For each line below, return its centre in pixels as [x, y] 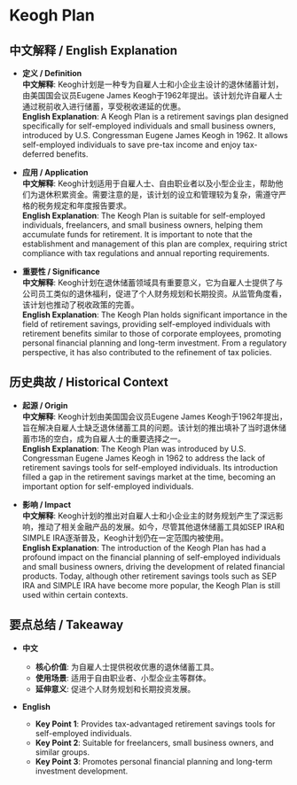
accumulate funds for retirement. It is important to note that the [137, 234]
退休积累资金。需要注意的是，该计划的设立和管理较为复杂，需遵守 [158, 194]
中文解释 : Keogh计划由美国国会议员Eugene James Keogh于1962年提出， [155, 416]
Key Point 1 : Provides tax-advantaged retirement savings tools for [155, 724]
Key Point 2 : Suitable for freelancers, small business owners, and [155, 742]
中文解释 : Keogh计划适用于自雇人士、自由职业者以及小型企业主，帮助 [149, 183]
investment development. [82, 771]
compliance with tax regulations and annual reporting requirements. [146, 253]
